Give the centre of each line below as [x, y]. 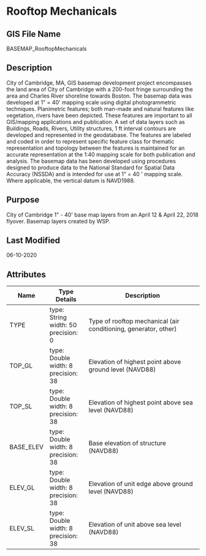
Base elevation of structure [128, 443]
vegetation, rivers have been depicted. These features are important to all [99, 115]
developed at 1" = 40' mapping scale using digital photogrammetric [91, 102]
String [58, 317]
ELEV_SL [22, 528]
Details [66, 299]
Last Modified [33, 241]
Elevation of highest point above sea [141, 403]
